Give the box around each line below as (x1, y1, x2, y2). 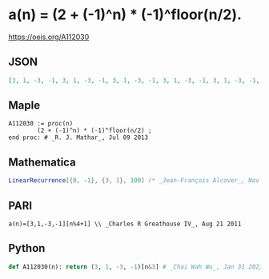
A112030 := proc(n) (8, 120, 74, 128)
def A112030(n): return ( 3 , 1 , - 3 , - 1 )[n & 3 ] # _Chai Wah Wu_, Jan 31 (8, 262, 246, 271)
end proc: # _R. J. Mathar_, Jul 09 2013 (8, 134, 149, 141)
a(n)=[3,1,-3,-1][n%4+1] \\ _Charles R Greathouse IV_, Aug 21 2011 (8, 220, 242, 228)
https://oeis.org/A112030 (8, 32, 90, 42)
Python (8, 241, 46, 255)
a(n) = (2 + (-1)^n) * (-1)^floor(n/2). (8, 6, 243, 24)
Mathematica (8, 155, 76, 169)
